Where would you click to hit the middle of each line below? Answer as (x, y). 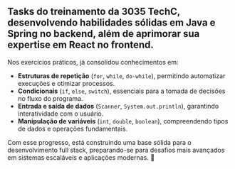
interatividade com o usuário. (61, 114)
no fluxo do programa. (50, 98)
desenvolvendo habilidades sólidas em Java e (111, 23)
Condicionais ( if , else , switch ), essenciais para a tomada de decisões (121, 91)
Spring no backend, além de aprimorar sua (104, 34)
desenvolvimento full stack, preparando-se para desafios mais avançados (116, 150)
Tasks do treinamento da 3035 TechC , (94, 12)
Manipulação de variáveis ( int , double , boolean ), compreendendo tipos (123, 121)
